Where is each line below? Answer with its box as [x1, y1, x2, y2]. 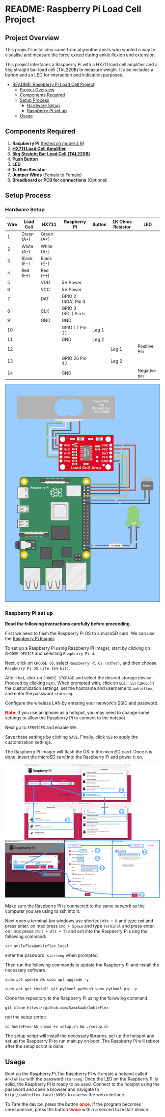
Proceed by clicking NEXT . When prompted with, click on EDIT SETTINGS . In [5, 680, 154, 686]
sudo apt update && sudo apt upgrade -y [5, 977, 89, 982]
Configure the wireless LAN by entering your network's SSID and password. [5, 700, 159, 706]
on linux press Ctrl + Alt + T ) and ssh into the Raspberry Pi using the [5, 929, 148, 934]
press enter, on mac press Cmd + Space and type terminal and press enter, [5, 923, 155, 929]
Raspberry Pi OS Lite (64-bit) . [5, 665, 70, 671]
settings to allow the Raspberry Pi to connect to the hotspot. [5, 715, 127, 721]
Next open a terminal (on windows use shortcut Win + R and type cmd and [5, 918, 154, 924]
